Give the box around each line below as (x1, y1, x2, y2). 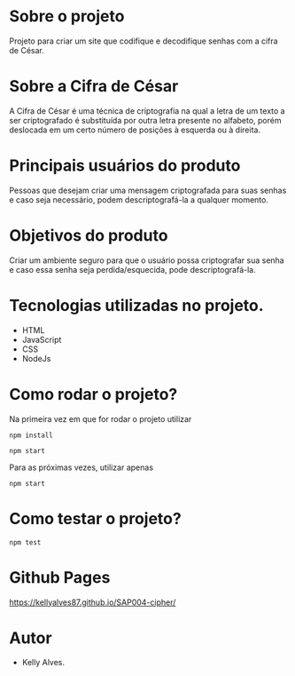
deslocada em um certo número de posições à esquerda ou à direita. (9, 124, 261, 135)
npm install (9, 431, 53, 440)
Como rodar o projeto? (9, 384, 178, 404)
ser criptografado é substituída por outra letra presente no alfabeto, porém (9, 115, 282, 125)
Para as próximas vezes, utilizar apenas (9, 462, 153, 473)
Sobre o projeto (9, 6, 125, 27)
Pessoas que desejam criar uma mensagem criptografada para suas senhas (9, 185, 287, 195)
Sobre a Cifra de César (9, 76, 179, 97)
